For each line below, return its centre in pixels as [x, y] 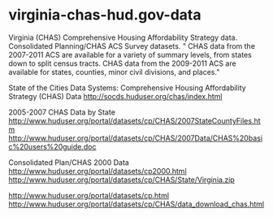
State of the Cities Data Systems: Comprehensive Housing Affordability [127, 88]
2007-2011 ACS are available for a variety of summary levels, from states [130, 54]
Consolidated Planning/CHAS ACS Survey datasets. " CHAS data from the [132, 46]
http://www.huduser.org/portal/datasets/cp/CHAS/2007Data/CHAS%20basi [135, 138]
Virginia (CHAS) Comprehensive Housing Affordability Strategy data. [123, 37]
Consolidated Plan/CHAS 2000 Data [69, 162]
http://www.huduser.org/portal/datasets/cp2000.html [97, 171]
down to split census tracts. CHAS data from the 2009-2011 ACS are [123, 63]
